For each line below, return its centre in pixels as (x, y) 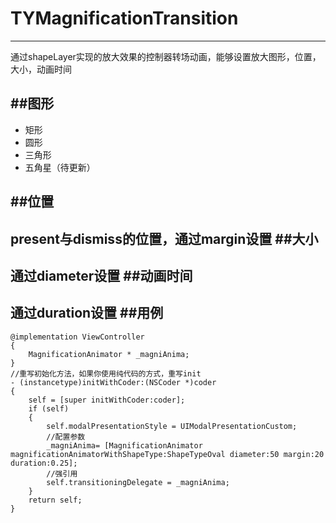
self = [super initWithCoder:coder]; (107, 400)
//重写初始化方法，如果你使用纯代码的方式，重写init (106, 373)
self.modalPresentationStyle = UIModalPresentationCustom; (172, 426)
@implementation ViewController (77, 337)
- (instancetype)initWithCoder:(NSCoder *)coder (113, 382)
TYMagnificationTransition (124, 18)
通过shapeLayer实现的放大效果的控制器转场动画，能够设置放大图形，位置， (166, 56)
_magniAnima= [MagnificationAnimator (124, 445)
